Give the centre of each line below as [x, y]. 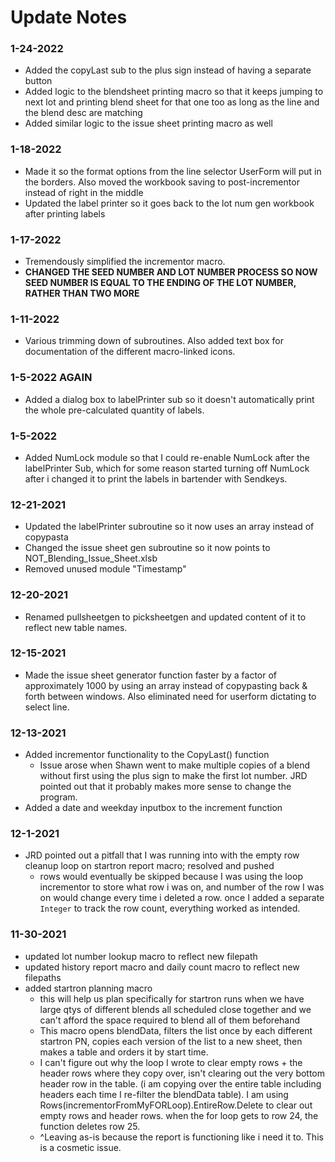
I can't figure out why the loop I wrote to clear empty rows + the [171, 1062]
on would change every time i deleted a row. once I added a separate [182, 898]
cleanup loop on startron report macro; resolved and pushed [149, 866]
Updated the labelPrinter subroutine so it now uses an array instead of [169, 527]
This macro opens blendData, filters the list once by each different [176, 1030]
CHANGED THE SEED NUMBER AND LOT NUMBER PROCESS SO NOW [171, 272]
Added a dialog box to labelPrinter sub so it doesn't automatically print [169, 399]
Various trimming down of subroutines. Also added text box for [154, 341]
